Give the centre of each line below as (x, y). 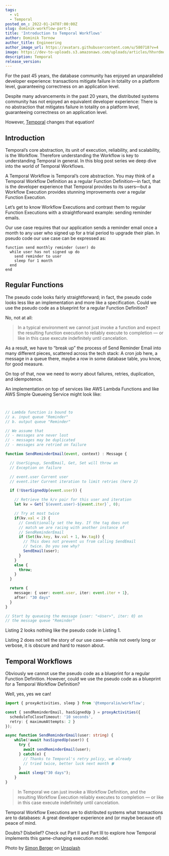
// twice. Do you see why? (52, 546)
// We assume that (24, 431)
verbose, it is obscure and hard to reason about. (55, 645)
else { (21, 565)
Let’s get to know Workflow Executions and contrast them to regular (75, 207)
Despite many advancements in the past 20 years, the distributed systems (82, 96)
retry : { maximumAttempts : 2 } (43, 721)
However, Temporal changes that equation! (50, 122)
